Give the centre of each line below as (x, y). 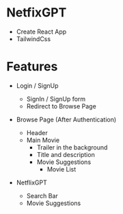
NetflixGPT (31, 182)
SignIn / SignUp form (56, 99)
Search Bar (42, 195)
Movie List (61, 169)
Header (37, 132)
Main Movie (43, 140)
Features (32, 67)
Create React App (41, 32)
